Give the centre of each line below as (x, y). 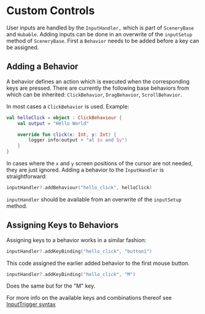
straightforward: (27, 176)
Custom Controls (51, 11)
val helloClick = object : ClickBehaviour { (64, 117)
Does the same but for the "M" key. (51, 286)
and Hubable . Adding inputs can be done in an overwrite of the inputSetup (99, 34)
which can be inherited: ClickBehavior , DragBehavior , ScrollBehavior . (94, 94)
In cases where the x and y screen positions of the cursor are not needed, (100, 163)
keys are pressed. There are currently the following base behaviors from (98, 88)
